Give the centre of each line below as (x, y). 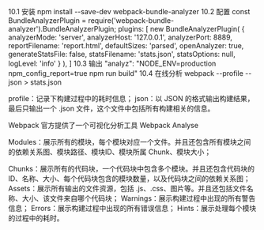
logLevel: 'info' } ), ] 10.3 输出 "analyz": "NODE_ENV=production (112, 63)
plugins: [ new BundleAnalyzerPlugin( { (181, 29)
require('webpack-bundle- (131, 21)
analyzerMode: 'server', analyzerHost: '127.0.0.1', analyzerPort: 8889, (121, 37)
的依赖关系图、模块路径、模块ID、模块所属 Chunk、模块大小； (110, 152)
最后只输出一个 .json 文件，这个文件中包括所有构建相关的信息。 (111, 108)
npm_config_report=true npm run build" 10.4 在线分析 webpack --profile (126, 73)
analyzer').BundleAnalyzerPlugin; (62, 29)
